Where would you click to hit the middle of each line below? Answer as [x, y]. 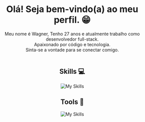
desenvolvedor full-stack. [72, 39]
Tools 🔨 [72, 102]
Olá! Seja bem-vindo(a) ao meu [72, 9]
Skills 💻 [72, 72]
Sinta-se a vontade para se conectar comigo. [72, 50]
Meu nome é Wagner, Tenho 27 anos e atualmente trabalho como [72, 34]
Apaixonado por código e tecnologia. [72, 44]
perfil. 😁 [72, 20]
